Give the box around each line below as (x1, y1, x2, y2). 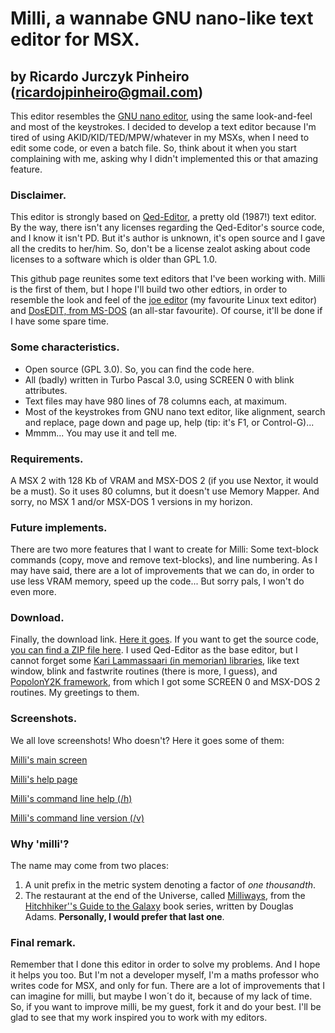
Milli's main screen (10, 753, 88, 766)
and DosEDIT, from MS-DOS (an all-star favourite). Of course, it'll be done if (10, 305, 323, 317)
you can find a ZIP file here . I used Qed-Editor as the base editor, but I (10, 644, 298, 656)
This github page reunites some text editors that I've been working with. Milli (10, 273, 326, 285)
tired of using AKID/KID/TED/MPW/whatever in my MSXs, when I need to (10, 132, 310, 143)
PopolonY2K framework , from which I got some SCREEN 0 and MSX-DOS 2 (10, 676, 321, 688)
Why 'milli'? (10, 837, 70, 851)
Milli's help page (10, 773, 78, 785)
